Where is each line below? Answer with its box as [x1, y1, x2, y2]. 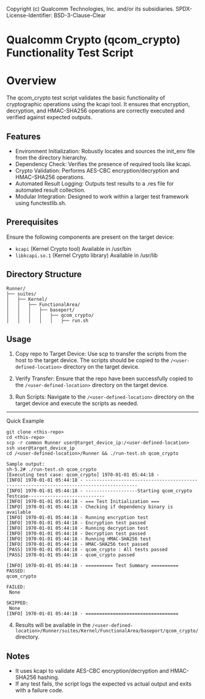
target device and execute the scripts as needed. [15, 400, 138, 407]
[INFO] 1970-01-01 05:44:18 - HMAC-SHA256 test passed [6, 541, 149, 548]
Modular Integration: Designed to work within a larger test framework [15, 192, 189, 200]
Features [6, 131, 41, 142]
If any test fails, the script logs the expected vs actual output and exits [15, 680, 192, 687]
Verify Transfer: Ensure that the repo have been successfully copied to [15, 375, 193, 382]
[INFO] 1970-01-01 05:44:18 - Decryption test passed [6, 531, 146, 537]
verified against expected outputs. [6, 114, 93, 121]
